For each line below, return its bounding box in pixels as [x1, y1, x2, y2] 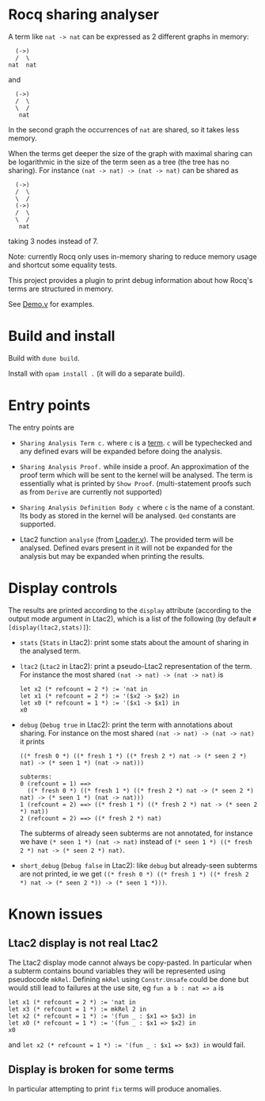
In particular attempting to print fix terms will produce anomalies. [8, 1084, 221, 1093]
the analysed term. [19, 646, 81, 656]
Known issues [8, 905, 103, 923]
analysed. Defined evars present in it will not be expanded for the [19, 543, 233, 552]
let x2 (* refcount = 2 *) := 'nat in [19, 685, 148, 693]
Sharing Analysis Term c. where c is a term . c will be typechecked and [19, 438, 252, 447]
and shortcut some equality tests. [8, 260, 117, 270]
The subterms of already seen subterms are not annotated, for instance [19, 828, 253, 838]
